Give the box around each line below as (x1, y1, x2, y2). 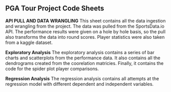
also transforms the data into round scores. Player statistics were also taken (5, 34, 165, 40)
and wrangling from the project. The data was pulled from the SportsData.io (5, 23, 165, 29)
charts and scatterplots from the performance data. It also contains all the (5, 55, 161, 61)
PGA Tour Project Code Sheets (5, 4, 105, 13)
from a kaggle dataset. (5, 39, 53, 45)
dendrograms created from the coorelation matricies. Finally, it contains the (5, 60, 164, 66)
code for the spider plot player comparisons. (5, 65, 99, 72)
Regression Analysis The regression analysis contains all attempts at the (5, 75, 159, 81)
